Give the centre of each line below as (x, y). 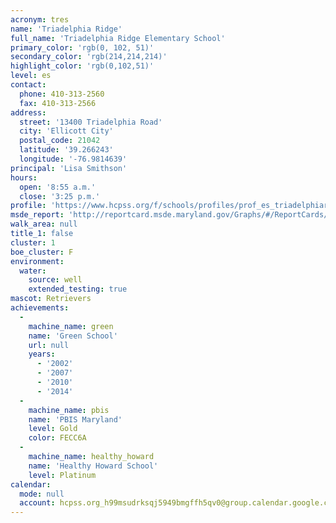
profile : (28, 206)
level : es (31, 76)
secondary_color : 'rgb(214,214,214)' (89, 57)
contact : (28, 85)
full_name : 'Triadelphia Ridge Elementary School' (118, 38)
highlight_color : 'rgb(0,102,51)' (82, 66)
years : (42, 354)
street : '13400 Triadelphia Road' (91, 122)
